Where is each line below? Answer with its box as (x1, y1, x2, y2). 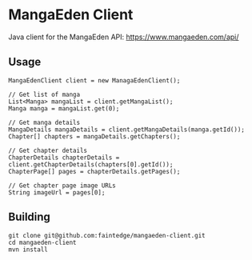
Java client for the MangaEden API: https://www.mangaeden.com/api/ (8, 32, 239, 42)
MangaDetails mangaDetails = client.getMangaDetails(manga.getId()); (8, 126, 246, 134)
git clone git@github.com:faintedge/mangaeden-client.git (8, 231, 206, 239)
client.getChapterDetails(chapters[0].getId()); (8, 160, 174, 169)
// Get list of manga (8, 90, 81, 98)
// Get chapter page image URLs (8, 182, 116, 190)
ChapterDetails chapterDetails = (8, 154, 120, 162)
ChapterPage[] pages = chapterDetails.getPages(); (8, 167, 181, 175)
